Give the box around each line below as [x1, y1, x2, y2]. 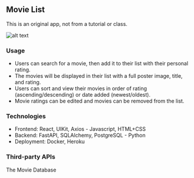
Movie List [6, 5, 45, 15]
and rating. [14, 79, 41, 86]
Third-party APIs [6, 153, 56, 161]
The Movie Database [6, 166, 57, 173]
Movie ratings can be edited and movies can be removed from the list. [14, 97, 185, 105]
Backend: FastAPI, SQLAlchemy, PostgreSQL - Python [14, 132, 146, 139]
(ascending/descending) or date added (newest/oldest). [14, 91, 151, 98]
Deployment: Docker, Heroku [14, 138, 85, 145]
